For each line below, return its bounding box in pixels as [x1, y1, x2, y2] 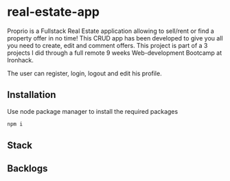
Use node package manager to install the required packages [7, 107, 179, 115]
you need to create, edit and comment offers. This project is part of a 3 [7, 41, 208, 49]
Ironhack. [7, 56, 34, 64]
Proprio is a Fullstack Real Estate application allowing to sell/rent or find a [7, 27, 214, 35]
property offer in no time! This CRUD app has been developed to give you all [7, 34, 223, 42]
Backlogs [7, 162, 48, 175]
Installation [7, 89, 56, 101]
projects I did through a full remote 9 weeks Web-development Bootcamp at [7, 49, 222, 57]
